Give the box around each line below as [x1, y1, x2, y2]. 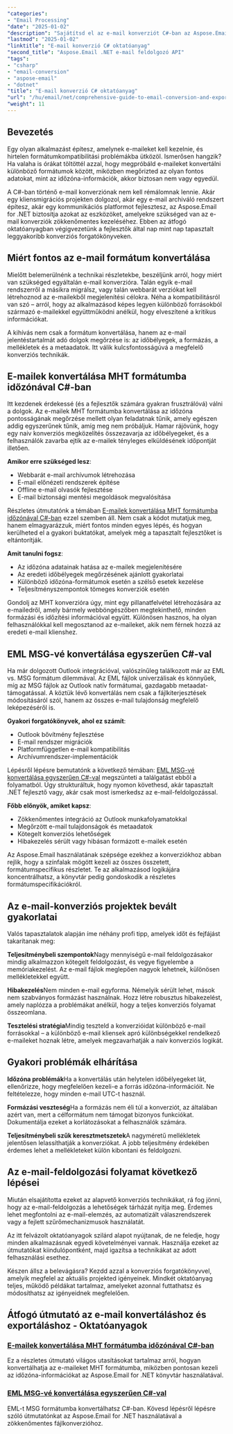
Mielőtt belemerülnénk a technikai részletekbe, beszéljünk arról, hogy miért [7, 270, 223, 278]
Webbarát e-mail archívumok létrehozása [17, 471, 135, 479]
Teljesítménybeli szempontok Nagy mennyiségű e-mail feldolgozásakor [7, 950, 213, 958]
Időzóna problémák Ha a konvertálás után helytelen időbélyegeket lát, [7, 1074, 207, 1083]
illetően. [7, 444, 30, 452]
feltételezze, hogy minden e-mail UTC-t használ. [7, 1090, 146, 1098]
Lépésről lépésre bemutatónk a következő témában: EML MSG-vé [7, 766, 195, 774]
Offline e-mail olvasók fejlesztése [17, 485, 113, 494]
